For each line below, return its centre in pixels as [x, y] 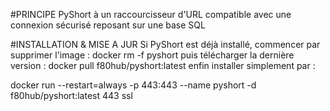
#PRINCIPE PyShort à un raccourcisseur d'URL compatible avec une [151, 14]
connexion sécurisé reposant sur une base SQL [108, 25]
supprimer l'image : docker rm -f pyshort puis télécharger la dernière [152, 55]
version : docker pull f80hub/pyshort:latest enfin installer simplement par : [163, 65]
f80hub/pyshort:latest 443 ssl [71, 95]
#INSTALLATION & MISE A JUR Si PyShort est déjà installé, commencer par [165, 44]
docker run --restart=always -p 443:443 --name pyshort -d [133, 85]
